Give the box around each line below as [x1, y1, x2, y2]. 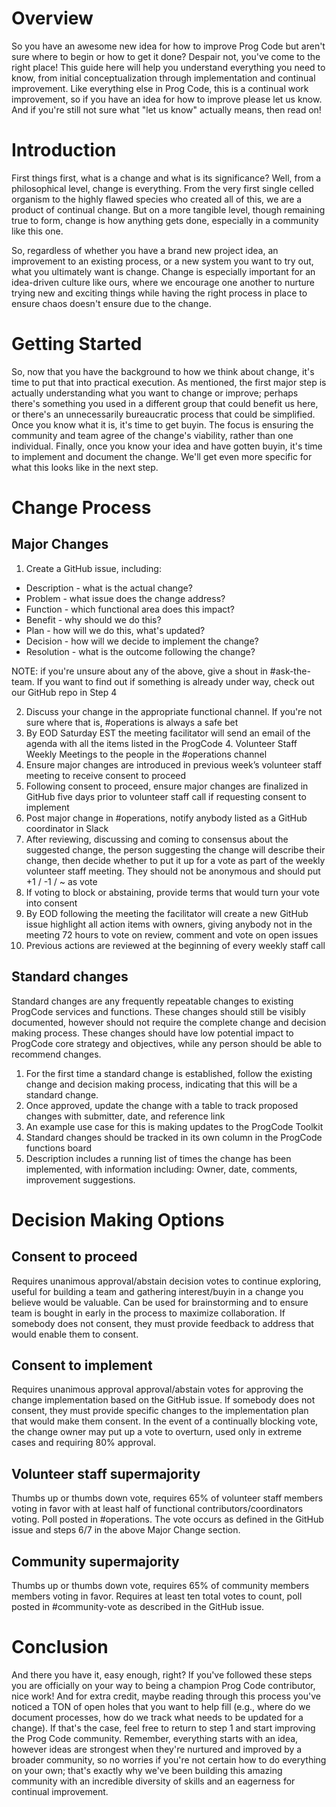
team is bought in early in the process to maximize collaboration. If [11, 1307, 286, 1319]
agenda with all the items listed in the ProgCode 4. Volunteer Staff [25, 737, 298, 749]
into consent [25, 897, 78, 909]
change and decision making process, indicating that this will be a [25, 1078, 298, 1090]
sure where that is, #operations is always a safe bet [25, 716, 239, 728]
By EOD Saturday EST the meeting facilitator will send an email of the [25, 727, 311, 739]
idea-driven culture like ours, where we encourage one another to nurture [11, 276, 315, 288]
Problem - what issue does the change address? [25, 592, 226, 604]
